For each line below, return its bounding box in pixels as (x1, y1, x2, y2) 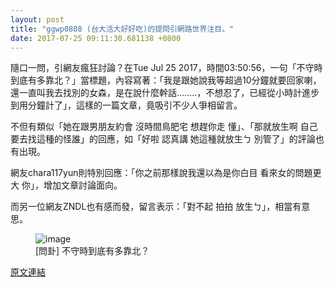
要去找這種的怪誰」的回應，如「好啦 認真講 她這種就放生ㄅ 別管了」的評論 (10, 133, 316, 145)
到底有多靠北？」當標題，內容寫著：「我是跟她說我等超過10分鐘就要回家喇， (10, 74, 322, 86)
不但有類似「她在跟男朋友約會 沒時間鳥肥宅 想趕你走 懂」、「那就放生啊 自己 (10, 121, 318, 133)
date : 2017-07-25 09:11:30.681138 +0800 (10, 33, 182, 43)
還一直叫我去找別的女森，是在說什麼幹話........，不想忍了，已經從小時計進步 (10, 87, 320, 99)
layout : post (10, 14, 65, 25)
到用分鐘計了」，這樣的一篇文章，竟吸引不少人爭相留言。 (10, 99, 243, 111)
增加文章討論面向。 (43, 179, 123, 191)
